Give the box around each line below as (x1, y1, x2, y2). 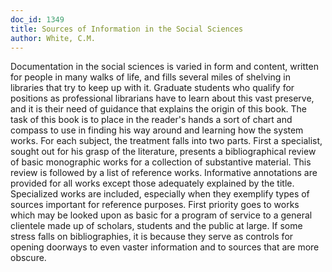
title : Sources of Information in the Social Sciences (10, 24, 244, 34)
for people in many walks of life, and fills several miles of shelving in (10, 71, 291, 83)
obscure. (10, 252, 47, 264)
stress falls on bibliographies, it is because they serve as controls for (10, 231, 294, 243)
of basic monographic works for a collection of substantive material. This (10, 156, 312, 168)
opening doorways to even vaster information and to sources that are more (10, 241, 320, 253)
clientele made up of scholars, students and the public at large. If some (10, 220, 303, 232)
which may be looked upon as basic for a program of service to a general (10, 209, 313, 221)
